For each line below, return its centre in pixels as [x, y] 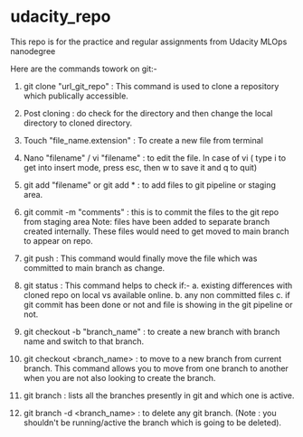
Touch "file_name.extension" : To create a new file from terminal [143, 140]
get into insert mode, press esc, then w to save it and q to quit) [140, 167]
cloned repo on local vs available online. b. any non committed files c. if [156, 294]
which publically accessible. [76, 96]
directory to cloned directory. [78, 123]
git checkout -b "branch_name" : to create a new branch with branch [151, 331]
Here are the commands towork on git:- [84, 69]
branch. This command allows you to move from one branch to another [156, 368]
